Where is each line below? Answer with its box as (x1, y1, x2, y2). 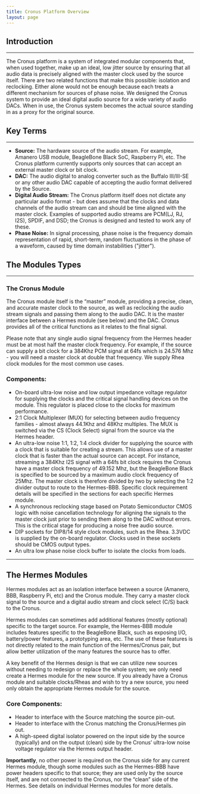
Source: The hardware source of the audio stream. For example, (14, 147, 173, 155)
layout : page (6, 14, 39, 20)
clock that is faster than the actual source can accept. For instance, (14, 452, 180, 459)
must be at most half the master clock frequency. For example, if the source (6, 341, 192, 348)
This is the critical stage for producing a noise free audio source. (14, 521, 174, 529)
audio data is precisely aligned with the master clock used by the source (6, 70, 184, 78)
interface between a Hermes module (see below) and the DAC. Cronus (6, 317, 180, 324)
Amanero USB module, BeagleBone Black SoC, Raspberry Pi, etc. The (14, 153, 186, 161)
